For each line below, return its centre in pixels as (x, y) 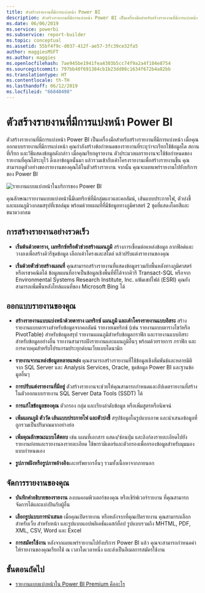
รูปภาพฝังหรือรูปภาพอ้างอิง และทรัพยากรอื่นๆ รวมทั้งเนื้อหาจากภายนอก (85, 463)
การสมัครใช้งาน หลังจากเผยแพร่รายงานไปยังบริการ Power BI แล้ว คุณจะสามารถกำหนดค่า (106, 543)
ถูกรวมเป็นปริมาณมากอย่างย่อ (45, 425)
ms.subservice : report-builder (46, 35)
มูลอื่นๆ (22, 374)
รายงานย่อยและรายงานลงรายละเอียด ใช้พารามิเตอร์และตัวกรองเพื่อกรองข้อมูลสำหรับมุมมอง (105, 444)
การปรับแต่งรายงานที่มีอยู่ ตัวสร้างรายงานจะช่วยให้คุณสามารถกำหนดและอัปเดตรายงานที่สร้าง (106, 387)
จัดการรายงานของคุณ (38, 482)
